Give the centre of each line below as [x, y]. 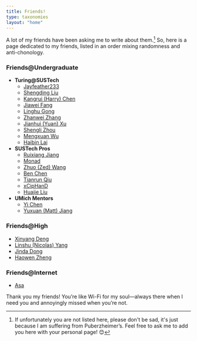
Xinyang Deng [32, 239]
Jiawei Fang [38, 105]
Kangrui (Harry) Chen [49, 99]
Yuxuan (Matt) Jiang [48, 211]
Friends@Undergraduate [42, 67]
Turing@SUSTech [37, 80]
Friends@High [27, 226]
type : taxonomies [27, 17]
